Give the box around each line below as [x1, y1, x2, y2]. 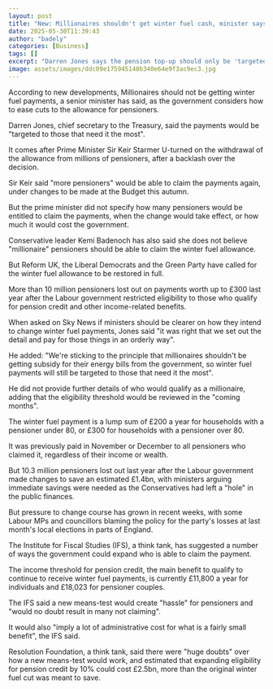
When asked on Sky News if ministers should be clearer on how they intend [8, 317, 262, 327]
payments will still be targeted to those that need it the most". [8, 367, 214, 377]
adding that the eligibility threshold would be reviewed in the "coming [8, 392, 240, 402]
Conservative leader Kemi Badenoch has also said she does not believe [8, 235, 248, 245]
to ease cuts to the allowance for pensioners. [8, 104, 160, 114]
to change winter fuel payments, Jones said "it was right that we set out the [8, 326, 262, 336]
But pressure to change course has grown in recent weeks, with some [8, 507, 243, 517]
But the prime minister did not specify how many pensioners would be [8, 202, 243, 212]
